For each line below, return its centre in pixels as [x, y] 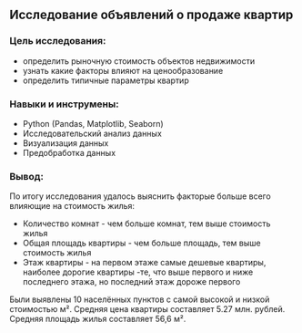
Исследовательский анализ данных [92, 133]
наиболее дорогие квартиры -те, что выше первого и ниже [138, 272]
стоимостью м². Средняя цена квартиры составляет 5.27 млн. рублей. [147, 309]
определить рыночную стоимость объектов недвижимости [139, 61]
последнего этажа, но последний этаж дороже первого [131, 282]
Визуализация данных [65, 143]
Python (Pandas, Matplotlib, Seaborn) [93, 123]
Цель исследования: [58, 41]
